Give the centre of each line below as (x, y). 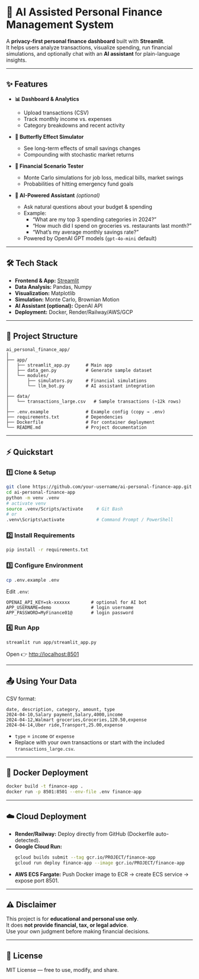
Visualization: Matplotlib (45, 293)
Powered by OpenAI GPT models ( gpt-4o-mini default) (90, 238)
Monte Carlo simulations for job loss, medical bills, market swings (103, 177)
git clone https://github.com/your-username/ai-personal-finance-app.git (99, 487)
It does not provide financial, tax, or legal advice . (67, 925)
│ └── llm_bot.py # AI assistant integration (81, 386)
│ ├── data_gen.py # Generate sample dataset (79, 371)
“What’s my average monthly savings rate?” (86, 232)
